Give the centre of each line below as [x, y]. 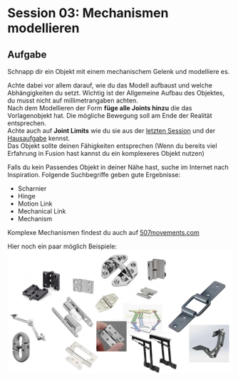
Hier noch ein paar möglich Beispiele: [62, 246]
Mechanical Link [42, 211]
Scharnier [32, 189]
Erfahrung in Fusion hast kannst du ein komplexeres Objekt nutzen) [106, 153]
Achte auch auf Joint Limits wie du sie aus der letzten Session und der [112, 131]
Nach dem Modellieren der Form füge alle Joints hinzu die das [100, 108]
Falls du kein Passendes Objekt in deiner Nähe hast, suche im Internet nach [118, 167]
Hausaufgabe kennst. [39, 138]
